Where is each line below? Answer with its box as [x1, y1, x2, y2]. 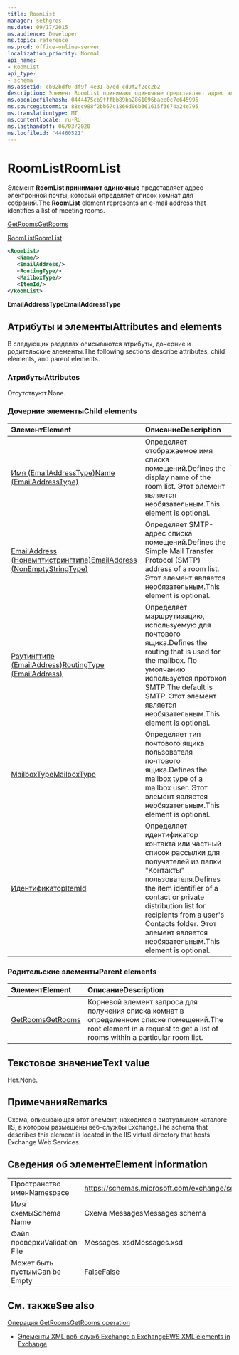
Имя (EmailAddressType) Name [11, 467, 115, 477]
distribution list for [144, 900, 206, 910]
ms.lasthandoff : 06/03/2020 [7, 122, 91, 130]
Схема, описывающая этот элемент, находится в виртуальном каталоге [7, 1115, 228, 1124]
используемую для [144, 620, 211, 629]
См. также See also [7, 1300, 95, 1312]
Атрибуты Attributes [7, 373, 80, 383]
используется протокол [144, 673, 227, 683]
